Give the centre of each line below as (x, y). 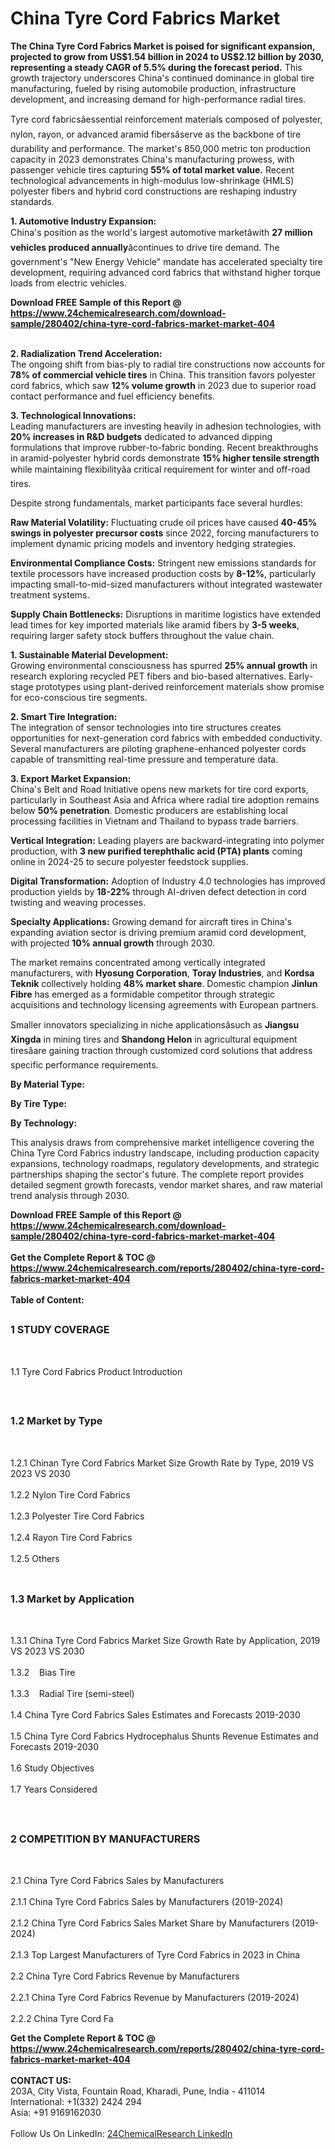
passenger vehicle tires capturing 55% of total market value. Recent (152, 169)
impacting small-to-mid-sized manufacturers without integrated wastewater (166, 584)
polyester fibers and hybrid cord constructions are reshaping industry (154, 191)
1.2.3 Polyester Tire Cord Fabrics (77, 1516)
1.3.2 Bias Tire (43, 1673)
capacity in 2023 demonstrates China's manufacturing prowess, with (152, 159)
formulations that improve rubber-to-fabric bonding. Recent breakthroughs (164, 447)
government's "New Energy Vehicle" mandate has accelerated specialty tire (166, 261)
